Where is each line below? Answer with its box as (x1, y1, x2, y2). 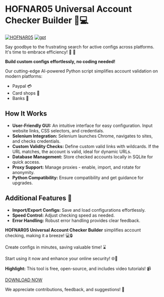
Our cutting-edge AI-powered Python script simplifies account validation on (5, 68, 158, 74)
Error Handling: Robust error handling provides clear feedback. (12, 217, 141, 223)
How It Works (5, 109, 47, 118)
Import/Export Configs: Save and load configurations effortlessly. (12, 207, 146, 213)
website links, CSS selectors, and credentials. (12, 127, 104, 133)
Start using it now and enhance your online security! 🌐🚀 (5, 255, 118, 261)
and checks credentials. (12, 138, 61, 144)
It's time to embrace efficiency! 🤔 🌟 (5, 49, 76, 55)
